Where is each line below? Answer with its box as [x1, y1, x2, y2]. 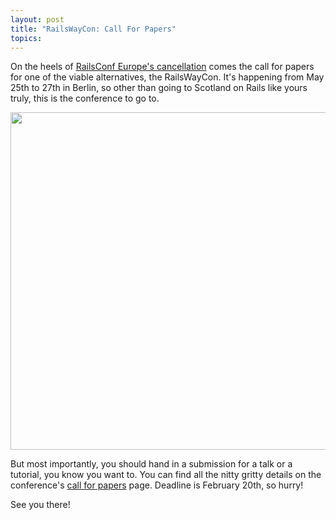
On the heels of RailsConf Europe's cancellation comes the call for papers [10, 61, 315, 73]
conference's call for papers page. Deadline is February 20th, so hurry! [10, 479, 304, 491]
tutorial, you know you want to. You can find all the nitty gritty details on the [10, 469, 322, 481]
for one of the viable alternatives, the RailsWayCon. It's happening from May [10, 71, 325, 83]
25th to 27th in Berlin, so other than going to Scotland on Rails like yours [10, 82, 308, 94]
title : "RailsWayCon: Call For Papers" [10, 24, 177, 34]
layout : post [10, 14, 65, 25]
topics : [10, 33, 43, 43]
